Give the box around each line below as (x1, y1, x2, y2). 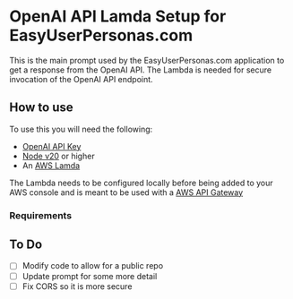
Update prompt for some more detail (22, 270, 158, 281)
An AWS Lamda (22, 159, 81, 171)
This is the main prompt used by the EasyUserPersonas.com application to (9, 55, 285, 65)
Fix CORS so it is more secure (22, 280, 133, 292)
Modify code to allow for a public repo (22, 261, 164, 271)
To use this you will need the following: (9, 124, 153, 134)
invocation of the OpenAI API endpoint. (9, 73, 154, 84)
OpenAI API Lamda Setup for (9, 6, 227, 27)
